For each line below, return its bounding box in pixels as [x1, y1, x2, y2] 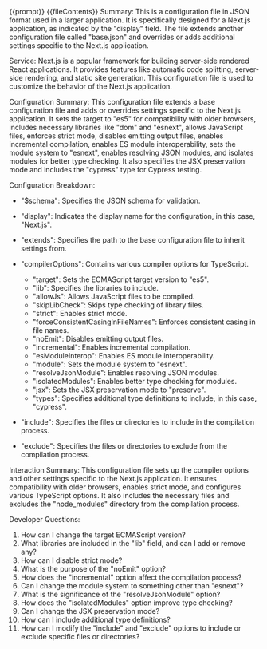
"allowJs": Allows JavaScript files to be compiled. [32, 291, 195, 301]
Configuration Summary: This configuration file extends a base [9, 97, 216, 106]
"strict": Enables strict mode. [32, 309, 128, 318]
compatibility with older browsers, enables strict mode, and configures [9, 482, 241, 492]
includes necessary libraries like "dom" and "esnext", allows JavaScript [9, 123, 244, 132]
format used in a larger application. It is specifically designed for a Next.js [9, 15, 251, 25]
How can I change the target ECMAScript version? [20, 530, 186, 540]
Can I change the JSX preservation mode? [20, 607, 160, 615]
